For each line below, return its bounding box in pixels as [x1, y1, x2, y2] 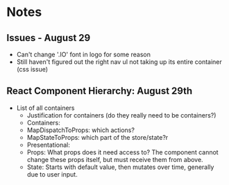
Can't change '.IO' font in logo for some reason [16, 50, 151, 58]
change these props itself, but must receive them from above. [26, 155, 203, 163]
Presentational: [26, 140, 70, 149]
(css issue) [16, 65, 49, 73]
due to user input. [26, 170, 78, 178]
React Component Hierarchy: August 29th [6, 85, 193, 97]
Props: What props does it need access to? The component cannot [26, 147, 219, 156]
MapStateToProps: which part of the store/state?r [26, 133, 169, 141]
